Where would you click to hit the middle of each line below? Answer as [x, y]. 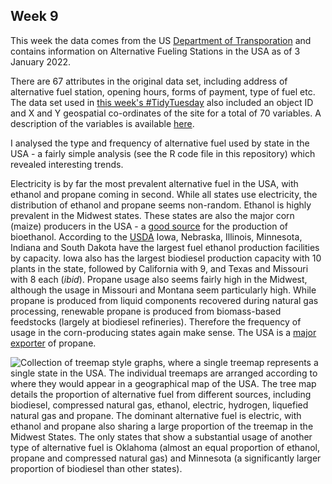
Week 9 [34, 16]
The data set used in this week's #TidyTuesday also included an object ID [162, 102]
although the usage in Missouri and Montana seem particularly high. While [163, 290]
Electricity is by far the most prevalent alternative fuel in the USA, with [154, 183]
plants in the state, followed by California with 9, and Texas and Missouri [159, 268]
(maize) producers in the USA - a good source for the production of [149, 226]
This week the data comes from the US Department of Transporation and [161, 40]
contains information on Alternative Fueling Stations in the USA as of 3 [155, 51]
